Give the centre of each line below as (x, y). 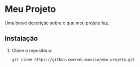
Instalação (21, 38)
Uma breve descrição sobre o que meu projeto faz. (57, 23)
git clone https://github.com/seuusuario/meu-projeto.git (73, 60)
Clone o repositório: (32, 50)
